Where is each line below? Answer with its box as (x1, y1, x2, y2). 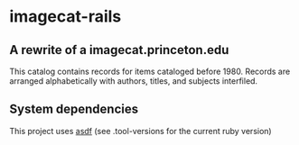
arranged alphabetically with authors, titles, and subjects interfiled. (9, 76, 258, 86)
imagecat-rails (9, 6, 122, 27)
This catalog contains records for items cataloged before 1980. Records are (9, 66, 291, 77)
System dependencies (9, 102, 138, 117)
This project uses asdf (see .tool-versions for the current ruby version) (9, 125, 273, 136)
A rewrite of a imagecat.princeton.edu (9, 42, 229, 58)
